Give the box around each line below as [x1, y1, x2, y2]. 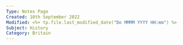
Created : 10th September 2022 [6, 14, 80, 20]
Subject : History [6, 25, 49, 31]
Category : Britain [6, 30, 51, 36]
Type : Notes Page [6, 8, 49, 15]
